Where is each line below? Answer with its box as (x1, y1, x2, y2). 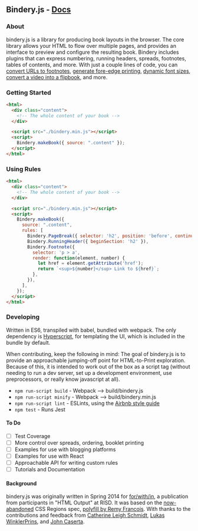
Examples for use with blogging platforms (14, 446, 116, 453)
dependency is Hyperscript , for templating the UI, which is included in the (6, 332, 185, 339)
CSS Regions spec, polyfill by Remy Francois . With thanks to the (35, 506, 191, 513)
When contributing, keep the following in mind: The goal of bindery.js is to (6, 350, 186, 357)
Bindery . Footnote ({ (27, 244, 75, 250)
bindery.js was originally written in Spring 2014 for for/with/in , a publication (6, 493, 189, 500)
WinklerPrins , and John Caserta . (6, 518, 85, 525)
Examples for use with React (14, 452, 84, 460)
